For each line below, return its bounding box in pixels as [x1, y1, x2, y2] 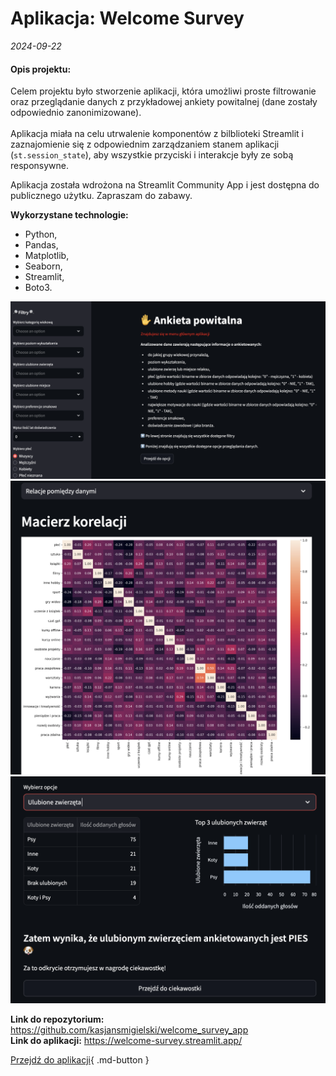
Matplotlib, [24, 250, 70, 262]
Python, [24, 228, 58, 241]
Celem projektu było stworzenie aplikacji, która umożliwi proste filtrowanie [10, 85, 317, 97]
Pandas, [24, 239, 59, 251]
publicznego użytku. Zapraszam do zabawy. [10, 190, 193, 202]
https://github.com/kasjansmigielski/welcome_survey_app [10, 1023, 249, 1036]
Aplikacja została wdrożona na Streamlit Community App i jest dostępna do [10, 179, 320, 191]
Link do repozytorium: [10, 1013, 105, 1025]
